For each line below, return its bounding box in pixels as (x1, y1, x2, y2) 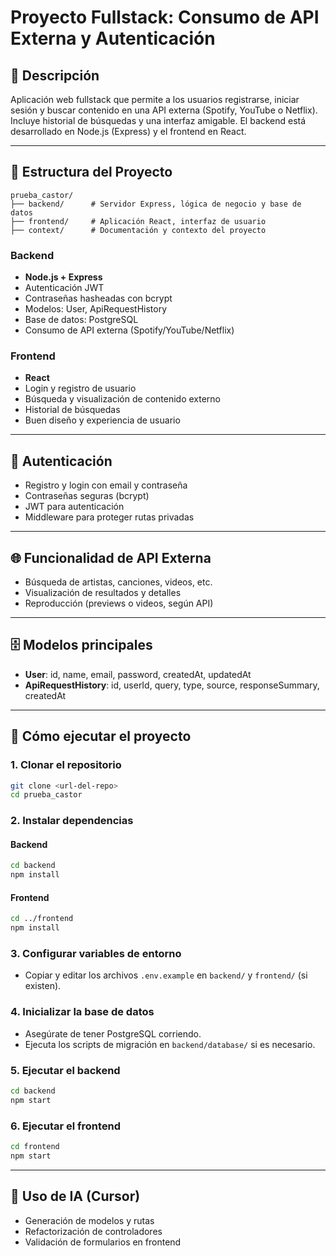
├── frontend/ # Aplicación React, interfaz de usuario (10, 216, 267, 226)
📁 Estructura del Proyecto (10, 164, 173, 181)
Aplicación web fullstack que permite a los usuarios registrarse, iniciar (10, 94, 300, 105)
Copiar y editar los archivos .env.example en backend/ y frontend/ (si (24, 969, 308, 981)
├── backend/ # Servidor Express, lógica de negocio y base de (10, 199, 302, 209)
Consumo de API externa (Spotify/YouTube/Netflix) (24, 324, 235, 336)
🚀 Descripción (10, 67, 100, 84)
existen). (24, 980, 62, 992)
